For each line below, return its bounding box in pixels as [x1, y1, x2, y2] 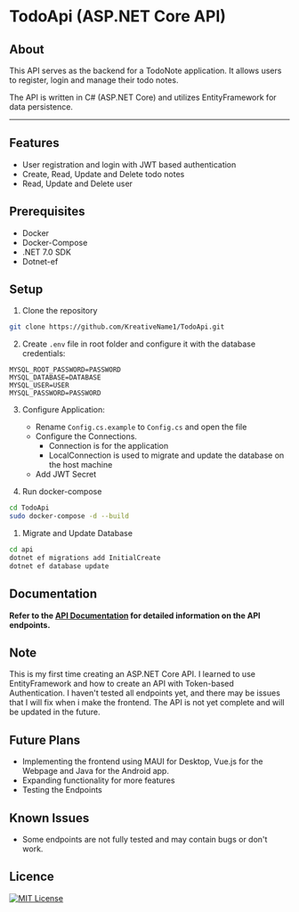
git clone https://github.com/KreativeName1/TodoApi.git [9, 322, 225, 331]
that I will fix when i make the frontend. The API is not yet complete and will [9, 697, 285, 708]
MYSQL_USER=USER [9, 381, 69, 390]
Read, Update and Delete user [21, 178, 133, 189]
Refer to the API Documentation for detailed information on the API [9, 610, 261, 621]
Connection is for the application [48, 441, 169, 452]
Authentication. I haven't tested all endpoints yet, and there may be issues [9, 688, 280, 698]
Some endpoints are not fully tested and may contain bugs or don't [21, 834, 268, 844]
